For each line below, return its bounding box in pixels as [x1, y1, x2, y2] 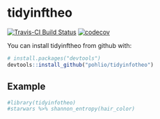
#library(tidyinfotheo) [7, 99, 77, 106]
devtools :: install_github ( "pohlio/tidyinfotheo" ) [7, 61, 154, 68]
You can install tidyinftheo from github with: [7, 41, 132, 49]
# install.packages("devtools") [7, 54, 101, 62]
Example [7, 81, 46, 93]
